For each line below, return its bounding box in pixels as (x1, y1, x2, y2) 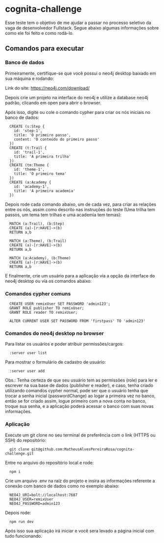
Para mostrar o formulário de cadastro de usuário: (5, 359, 106, 365)
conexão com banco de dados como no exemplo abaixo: (5, 483, 119, 489)
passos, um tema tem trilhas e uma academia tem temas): (5, 212, 121, 217)
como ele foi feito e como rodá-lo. (5, 30, 74, 36)
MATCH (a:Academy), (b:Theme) (9, 255, 71, 261)
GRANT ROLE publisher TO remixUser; (9, 305, 84, 310)
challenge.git (5, 451, 34, 456)
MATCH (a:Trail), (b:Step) (9, 221, 65, 226)
